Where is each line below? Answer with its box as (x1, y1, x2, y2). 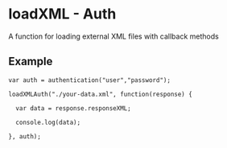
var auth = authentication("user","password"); (8, 76, 171, 84)
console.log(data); (15, 118, 81, 126)
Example (8, 55, 53, 68)
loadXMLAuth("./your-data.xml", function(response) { (8, 90, 193, 98)
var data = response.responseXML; (15, 104, 131, 113)
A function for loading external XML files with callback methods (8, 31, 219, 41)
